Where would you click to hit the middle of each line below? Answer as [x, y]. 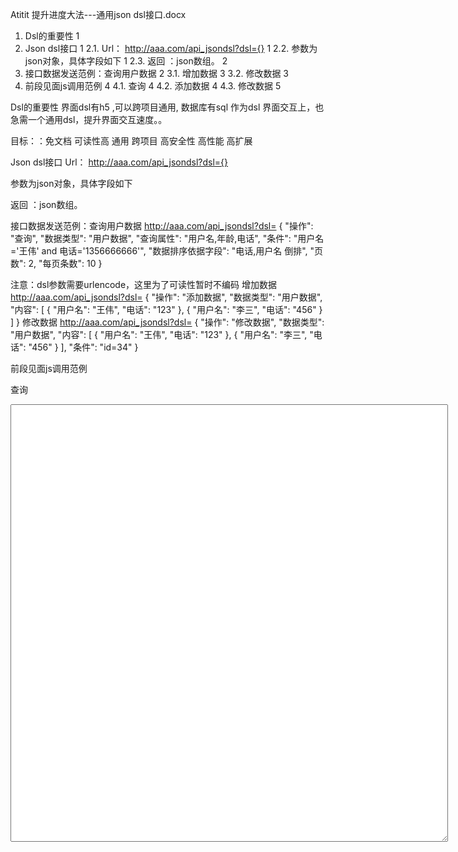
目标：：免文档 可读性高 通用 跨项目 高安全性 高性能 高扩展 [131, 141]
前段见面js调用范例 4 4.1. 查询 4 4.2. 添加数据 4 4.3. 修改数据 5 [153, 86]
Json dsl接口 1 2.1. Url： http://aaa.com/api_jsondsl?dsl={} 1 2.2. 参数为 [171, 48]
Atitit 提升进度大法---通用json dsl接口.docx [98, 14]
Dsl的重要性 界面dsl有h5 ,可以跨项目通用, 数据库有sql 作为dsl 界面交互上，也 [167, 107]
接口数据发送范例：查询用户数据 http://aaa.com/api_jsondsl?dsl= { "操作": [162, 226]
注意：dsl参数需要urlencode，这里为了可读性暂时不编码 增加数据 [144, 284]
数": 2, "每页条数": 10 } [56, 263]
